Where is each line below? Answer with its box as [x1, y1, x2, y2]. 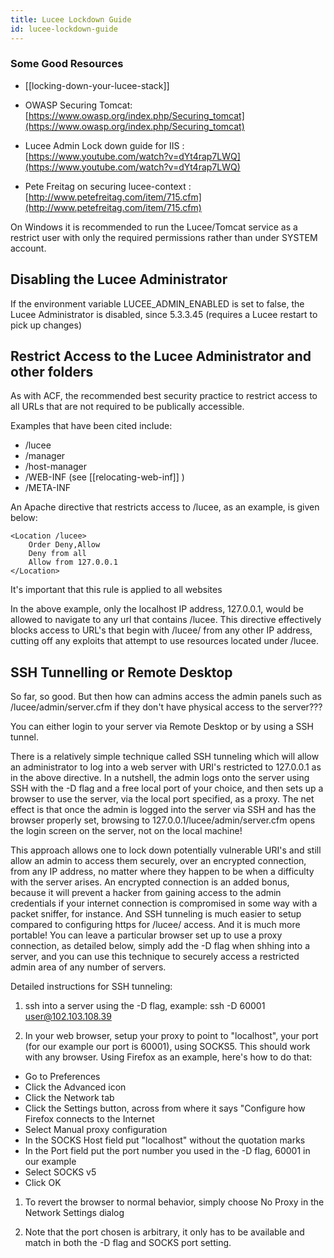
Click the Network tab [24, 1092, 115, 1104]
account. [10, 242, 47, 254]
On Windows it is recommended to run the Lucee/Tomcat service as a [10, 221, 298, 233]
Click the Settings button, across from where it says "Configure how [24, 1102, 306, 1115]
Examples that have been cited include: [10, 420, 173, 432]
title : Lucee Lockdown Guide [10, 14, 132, 25]
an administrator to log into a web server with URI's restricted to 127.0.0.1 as [10, 761, 322, 773]
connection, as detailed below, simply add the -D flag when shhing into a [10, 940, 311, 952]
